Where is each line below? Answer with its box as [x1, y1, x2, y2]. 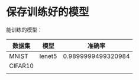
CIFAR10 [9, 62, 34, 70]
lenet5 [39, 52, 57, 60]
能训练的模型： [6, 26, 43, 33]
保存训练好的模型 [6, 5, 90, 19]
